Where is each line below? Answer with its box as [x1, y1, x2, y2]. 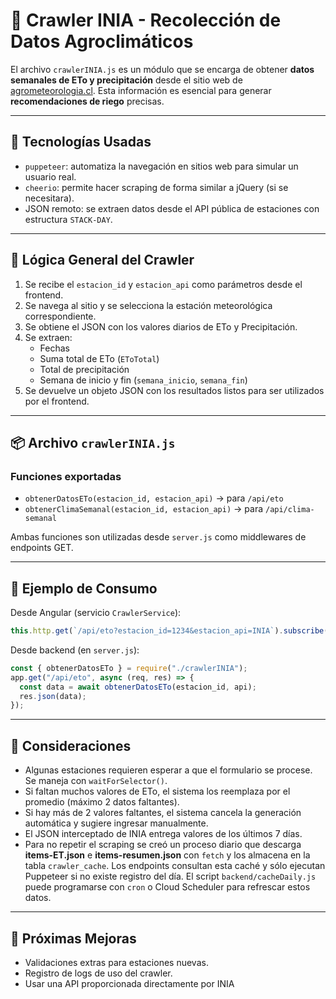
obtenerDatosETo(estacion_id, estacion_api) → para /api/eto [24, 492, 284, 504]
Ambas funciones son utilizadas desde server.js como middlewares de [10, 531, 307, 543]
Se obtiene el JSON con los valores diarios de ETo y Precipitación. [24, 320, 298, 333]
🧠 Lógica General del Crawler [10, 252, 195, 269]
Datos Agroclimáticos [10, 30, 194, 53]
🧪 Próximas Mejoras [10, 930, 137, 947]
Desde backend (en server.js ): [10, 644, 140, 656]
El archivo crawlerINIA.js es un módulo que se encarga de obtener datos [10, 63, 315, 75]
